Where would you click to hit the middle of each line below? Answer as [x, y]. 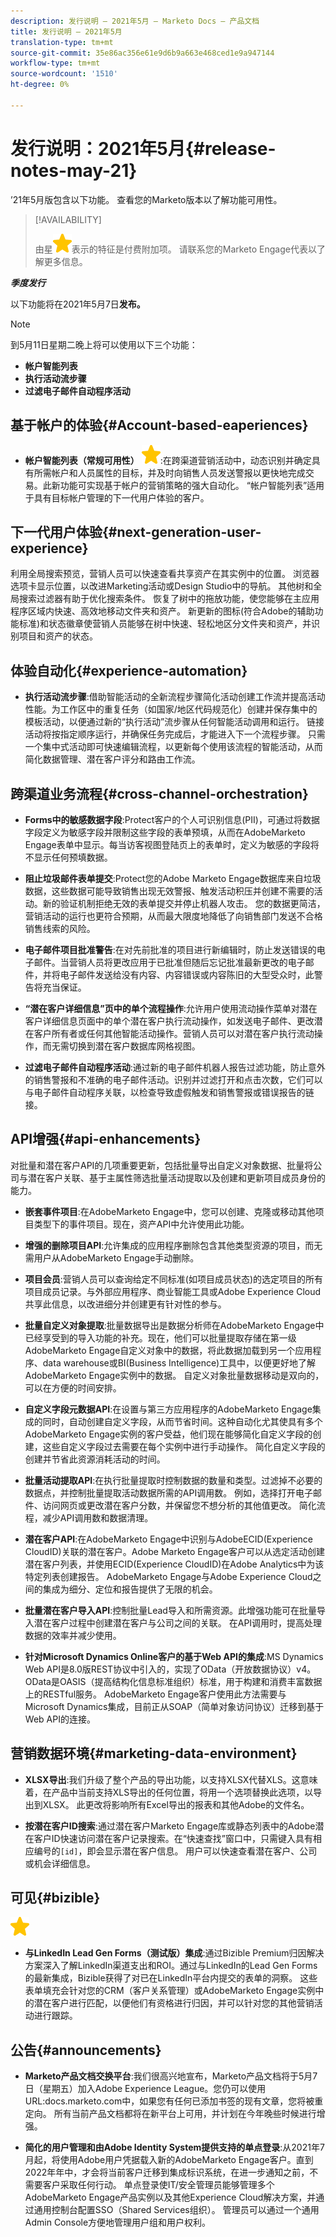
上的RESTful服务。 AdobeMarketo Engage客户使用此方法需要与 [155, 1694]
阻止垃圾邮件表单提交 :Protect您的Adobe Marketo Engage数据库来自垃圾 [173, 878]
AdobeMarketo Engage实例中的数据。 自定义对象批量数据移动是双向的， [174, 1375]
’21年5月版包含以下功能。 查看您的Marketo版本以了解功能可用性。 [146, 199]
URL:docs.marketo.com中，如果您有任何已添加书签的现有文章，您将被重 [174, 2101]
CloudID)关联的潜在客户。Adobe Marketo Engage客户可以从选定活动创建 [175, 1551]
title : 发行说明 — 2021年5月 [66, 31]
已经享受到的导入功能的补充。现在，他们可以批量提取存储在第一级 [160, 1337]
